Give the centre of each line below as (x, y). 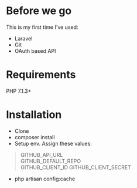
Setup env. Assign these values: (53, 143)
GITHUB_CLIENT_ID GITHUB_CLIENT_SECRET (76, 167)
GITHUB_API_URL (42, 155)
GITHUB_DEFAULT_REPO (50, 161)
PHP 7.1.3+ (19, 91)
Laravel (23, 38)
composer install (35, 137)
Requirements (41, 75)
